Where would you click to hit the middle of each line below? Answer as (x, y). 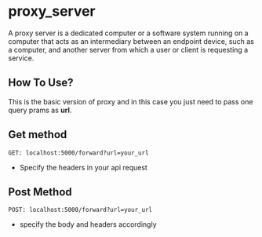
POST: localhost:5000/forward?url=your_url (80, 210)
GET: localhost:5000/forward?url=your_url (78, 153)
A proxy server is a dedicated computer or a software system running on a (128, 33)
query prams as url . (40, 110)
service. (21, 58)
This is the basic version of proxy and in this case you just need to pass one (131, 101)
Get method (38, 135)
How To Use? (41, 83)
